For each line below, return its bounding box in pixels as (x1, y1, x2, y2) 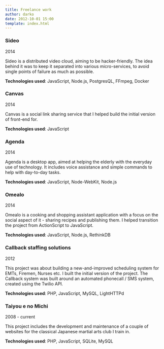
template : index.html (5, 21, 50, 26)
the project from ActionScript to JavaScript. (5, 222, 94, 228)
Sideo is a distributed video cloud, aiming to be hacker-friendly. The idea (5, 58, 153, 64)
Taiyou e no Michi (5, 303, 48, 310)
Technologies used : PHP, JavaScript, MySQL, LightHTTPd (5, 290, 124, 296)
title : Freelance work (5, 7, 52, 12)
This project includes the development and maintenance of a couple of (5, 323, 149, 329)
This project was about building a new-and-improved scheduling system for (5, 265, 159, 271)
